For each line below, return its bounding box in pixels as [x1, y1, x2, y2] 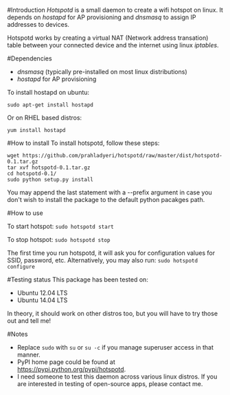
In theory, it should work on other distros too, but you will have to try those [7, 309, 218, 317]
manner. [16, 350, 41, 359]
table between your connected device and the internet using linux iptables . [7, 41, 219, 49]
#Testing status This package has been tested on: [7, 275, 149, 284]
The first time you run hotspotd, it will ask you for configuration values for [7, 249, 215, 257]
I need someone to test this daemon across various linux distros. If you [16, 372, 218, 381]
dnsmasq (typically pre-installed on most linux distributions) [16, 68, 187, 76]
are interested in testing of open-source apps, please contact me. [16, 380, 203, 387]
